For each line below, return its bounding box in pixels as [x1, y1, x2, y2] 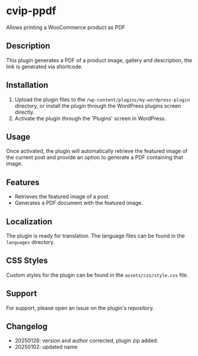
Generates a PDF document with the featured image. [14, 200, 143, 207]
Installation [6, 80, 48, 90]
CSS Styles [6, 256, 48, 266]
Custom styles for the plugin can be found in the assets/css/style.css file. [6, 271, 189, 278]
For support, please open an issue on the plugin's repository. [6, 304, 155, 312]
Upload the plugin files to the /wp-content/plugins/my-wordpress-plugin [14, 96, 190, 103]
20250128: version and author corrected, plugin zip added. [14, 337, 158, 344]
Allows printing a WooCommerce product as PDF [6, 24, 125, 31]
